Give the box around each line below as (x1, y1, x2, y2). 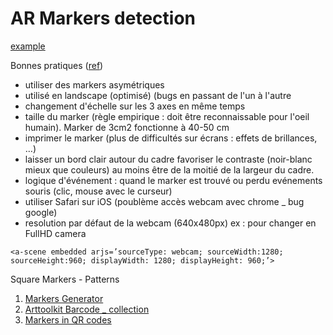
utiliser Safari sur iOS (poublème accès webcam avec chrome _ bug (24, 195, 305, 207)
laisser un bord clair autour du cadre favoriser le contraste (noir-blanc (24, 153, 313, 165)
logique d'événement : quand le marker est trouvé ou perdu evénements (24, 174, 323, 186)
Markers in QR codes (24, 313, 112, 326)
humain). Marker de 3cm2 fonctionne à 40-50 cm (24, 121, 230, 133)
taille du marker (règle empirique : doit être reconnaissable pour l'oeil (24, 110, 310, 122)
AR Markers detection (10, 7, 197, 30)
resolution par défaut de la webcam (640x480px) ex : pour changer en (24, 217, 317, 229)
